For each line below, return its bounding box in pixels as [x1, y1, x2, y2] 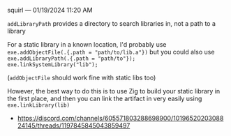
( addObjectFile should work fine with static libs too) [7, 73, 156, 82]
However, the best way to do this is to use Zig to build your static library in [7, 87, 221, 95]
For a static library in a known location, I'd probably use [7, 40, 167, 48]
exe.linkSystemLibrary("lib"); [7, 61, 98, 68]
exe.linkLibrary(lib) [7, 102, 70, 109]
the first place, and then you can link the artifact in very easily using [7, 94, 202, 103]
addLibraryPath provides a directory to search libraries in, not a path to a [7, 20, 216, 27]
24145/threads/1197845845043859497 [17, 121, 131, 130]
